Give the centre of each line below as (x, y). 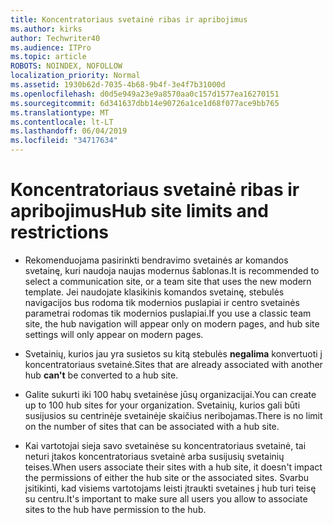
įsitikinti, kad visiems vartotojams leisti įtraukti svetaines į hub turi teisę (170, 488)
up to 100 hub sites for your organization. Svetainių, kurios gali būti (162, 405)
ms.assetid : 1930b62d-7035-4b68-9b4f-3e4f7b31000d (118, 85)
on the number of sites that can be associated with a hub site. (152, 426)
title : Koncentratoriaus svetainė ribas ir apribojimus (129, 19)
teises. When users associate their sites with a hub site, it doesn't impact (173, 467)
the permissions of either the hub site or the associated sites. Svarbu (167, 477)
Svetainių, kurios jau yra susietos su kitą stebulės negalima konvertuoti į (173, 353)
